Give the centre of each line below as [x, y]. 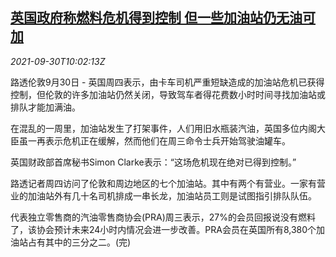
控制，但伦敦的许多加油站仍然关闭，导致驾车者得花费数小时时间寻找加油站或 [168, 94]
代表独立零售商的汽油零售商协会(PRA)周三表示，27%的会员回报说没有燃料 [163, 217]
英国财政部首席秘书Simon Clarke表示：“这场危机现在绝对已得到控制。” [153, 162]
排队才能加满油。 [45, 107]
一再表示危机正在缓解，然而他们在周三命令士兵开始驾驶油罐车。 [159, 140]
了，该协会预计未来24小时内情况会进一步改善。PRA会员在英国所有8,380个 [163, 229]
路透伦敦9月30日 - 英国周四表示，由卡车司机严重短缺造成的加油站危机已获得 [167, 82]
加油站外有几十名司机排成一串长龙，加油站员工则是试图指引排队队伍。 [172, 195]
